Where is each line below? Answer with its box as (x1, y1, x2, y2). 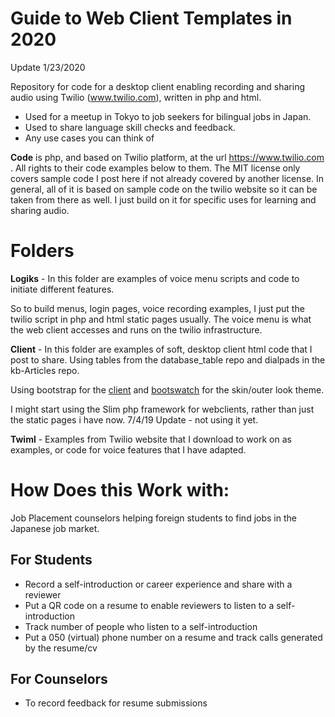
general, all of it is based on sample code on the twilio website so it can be (10, 183, 318, 195)
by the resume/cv (24, 642, 98, 654)
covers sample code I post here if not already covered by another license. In (10, 172, 325, 184)
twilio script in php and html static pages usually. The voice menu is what (10, 313, 312, 325)
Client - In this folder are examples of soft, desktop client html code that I (10, 343, 313, 355)
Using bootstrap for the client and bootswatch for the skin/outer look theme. (10, 383, 325, 396)
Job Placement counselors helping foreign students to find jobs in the (10, 512, 297, 524)
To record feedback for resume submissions (24, 697, 208, 709)
